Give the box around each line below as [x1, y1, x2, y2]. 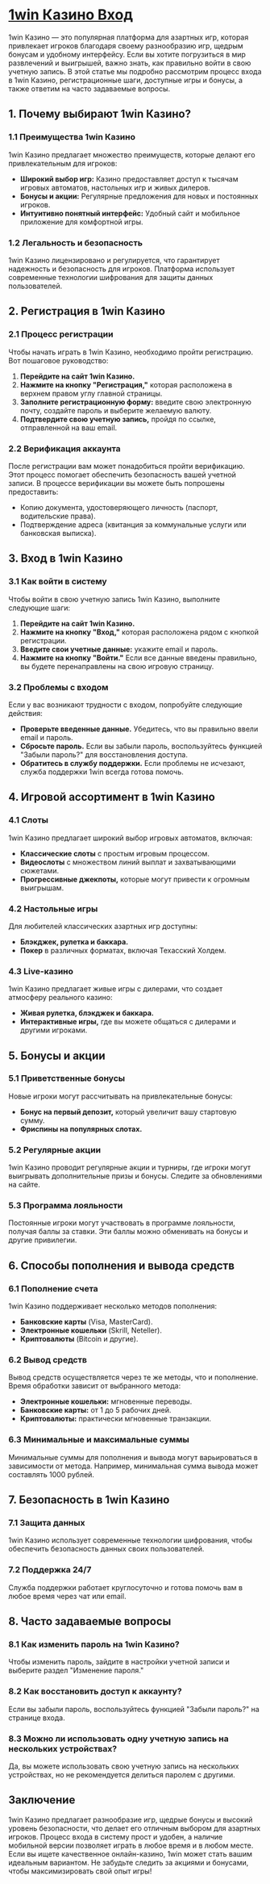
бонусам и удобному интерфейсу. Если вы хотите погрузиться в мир [8, 49, 246, 59]
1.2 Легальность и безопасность [8, 237, 143, 248]
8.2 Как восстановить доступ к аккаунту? [8, 1685, 183, 1697]
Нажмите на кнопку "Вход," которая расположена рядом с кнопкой [19, 627, 260, 637]
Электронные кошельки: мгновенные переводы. [19, 1396, 193, 1406]
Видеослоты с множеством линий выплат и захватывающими [19, 857, 236, 867]
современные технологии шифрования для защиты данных [8, 272, 214, 282]
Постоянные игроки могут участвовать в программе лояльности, [8, 1218, 236, 1228]
